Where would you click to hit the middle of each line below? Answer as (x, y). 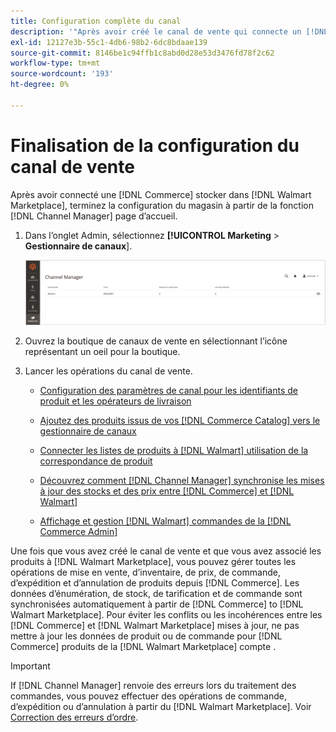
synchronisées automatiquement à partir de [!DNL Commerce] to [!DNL (157, 604)
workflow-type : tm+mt (55, 63)
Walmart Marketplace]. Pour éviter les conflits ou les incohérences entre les (166, 614)
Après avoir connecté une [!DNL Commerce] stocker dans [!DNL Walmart (161, 194)
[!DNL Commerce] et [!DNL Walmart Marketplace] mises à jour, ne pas (155, 625)
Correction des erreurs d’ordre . (74, 717)
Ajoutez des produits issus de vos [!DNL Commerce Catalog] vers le (180, 420)
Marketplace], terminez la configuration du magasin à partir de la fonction (162, 205)
